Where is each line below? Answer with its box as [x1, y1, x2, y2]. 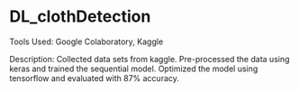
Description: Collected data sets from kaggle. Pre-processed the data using [9, 53, 290, 64]
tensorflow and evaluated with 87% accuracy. [9, 72, 180, 83]
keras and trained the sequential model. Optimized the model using [9, 63, 258, 74]
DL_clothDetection [9, 6, 151, 27]
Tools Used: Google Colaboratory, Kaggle [9, 36, 164, 47]
